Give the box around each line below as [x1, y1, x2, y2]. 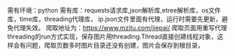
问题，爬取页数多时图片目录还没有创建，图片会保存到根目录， [25, 41, 204, 49]
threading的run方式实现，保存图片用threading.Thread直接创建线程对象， [7, 32, 217, 41]
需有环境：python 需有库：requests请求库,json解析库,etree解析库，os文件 [7, 6, 221, 14]
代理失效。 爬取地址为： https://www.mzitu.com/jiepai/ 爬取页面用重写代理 [13, 24, 227, 31]
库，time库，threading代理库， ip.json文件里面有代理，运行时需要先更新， [7, 15, 222, 23]
